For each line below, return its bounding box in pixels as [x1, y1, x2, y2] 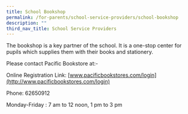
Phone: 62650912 [6, 89, 50, 97]
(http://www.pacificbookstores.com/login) [6, 78, 110, 85]
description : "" [6, 20, 47, 26]
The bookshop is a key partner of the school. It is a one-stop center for [6, 42, 182, 49]
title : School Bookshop [6, 8, 66, 15]
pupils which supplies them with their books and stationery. [6, 49, 153, 56]
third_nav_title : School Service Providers [6, 25, 117, 32]
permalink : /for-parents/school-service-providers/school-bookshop [6, 14, 179, 20]
